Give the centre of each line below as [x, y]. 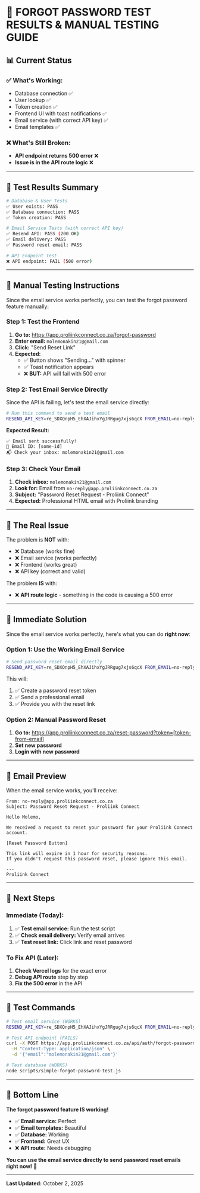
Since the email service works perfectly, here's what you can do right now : [98, 634]
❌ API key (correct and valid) [50, 571]
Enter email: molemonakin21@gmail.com [61, 341]
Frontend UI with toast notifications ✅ [61, 113]
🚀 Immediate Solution [47, 619]
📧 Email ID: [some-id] [34, 446]
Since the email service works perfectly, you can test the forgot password [97, 300]
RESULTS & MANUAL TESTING [83, 25]
